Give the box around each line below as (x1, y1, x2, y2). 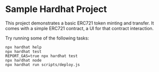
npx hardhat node (5, 57, 42, 63)
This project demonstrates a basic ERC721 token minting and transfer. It (5, 20, 154, 26)
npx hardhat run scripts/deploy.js (5, 62, 80, 67)
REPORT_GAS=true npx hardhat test (5, 53, 78, 58)
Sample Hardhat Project (5, 3, 107, 15)
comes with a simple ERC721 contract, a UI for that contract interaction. (5, 25, 154, 31)
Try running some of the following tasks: (5, 35, 89, 41)
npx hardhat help (5, 44, 42, 49)
